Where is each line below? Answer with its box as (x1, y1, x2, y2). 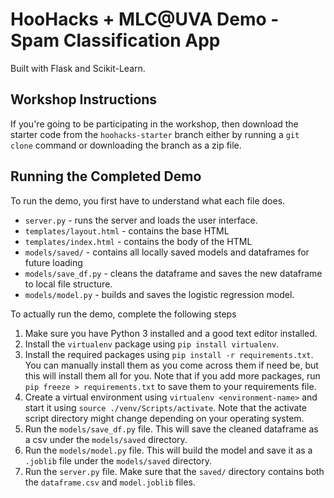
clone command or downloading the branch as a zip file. (10, 139, 242, 151)
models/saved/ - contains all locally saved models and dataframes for (24, 246, 310, 258)
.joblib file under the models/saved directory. (24, 454, 212, 467)
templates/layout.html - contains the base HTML (24, 224, 230, 237)
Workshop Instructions (10, 91, 158, 108)
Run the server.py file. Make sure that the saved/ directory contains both (24, 465, 325, 477)
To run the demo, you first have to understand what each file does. (10, 194, 286, 207)
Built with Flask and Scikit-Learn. (10, 62, 146, 74)
